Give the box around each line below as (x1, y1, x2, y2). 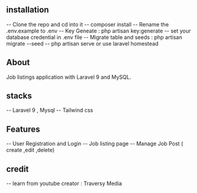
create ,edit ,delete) (6, 147, 55, 154)
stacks (6, 91, 32, 101)
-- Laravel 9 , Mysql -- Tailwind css (6, 106, 93, 114)
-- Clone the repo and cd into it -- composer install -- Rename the (6, 20, 169, 28)
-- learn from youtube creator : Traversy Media (6, 180, 122, 187)
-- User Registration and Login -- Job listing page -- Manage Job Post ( (6, 140, 183, 147)
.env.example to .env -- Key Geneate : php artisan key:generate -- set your (6, 27, 191, 34)
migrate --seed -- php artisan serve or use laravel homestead (6, 40, 159, 47)
